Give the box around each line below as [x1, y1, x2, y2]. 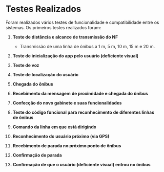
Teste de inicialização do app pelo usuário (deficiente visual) [12, 52, 139, 59]
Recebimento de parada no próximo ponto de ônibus [12, 142, 122, 149]
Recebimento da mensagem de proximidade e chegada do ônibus [12, 90, 148, 96]
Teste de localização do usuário [12, 71, 79, 77]
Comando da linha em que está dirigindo [12, 124, 97, 130]
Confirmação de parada [12, 152, 62, 158]
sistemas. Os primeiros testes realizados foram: [5, 24, 102, 30]
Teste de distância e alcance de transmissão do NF [12, 34, 118, 40]
